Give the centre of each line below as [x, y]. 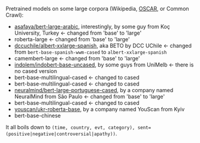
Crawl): [15, 15]
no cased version [36, 71]
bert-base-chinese [37, 115]
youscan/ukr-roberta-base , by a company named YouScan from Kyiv [99, 109]
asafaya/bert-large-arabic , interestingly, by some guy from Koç [92, 27]
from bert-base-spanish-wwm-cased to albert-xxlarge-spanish [90, 52]
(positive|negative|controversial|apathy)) [61, 134]
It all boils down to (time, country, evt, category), [70, 127]
